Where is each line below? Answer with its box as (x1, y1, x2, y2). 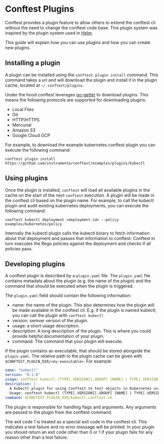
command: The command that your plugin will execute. (12, 338, 123, 344)
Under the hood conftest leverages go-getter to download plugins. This (5, 91, 149, 97)
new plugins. (5, 44, 31, 50)
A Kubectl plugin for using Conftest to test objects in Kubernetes (9, 386, 152, 391)
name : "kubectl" (5, 368, 38, 373)
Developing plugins (5, 260, 65, 268)
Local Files (12, 106, 34, 112)
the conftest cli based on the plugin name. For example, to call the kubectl (5, 197, 154, 203)
